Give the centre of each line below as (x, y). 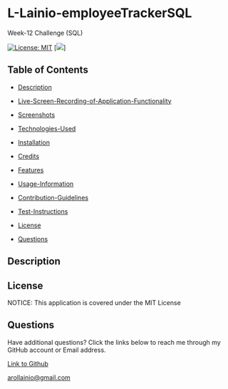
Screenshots (36, 115)
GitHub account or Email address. (57, 350)
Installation (34, 142)
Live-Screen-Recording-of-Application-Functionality (95, 100)
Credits (28, 156)
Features (31, 170)
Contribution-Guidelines (53, 197)
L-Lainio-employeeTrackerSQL (100, 13)
